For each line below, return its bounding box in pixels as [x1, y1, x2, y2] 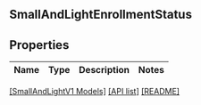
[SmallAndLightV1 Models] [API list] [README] [9, 86, 180, 97]
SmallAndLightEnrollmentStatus [9, 7, 192, 22]
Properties [9, 37, 70, 52]
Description [79, 64, 130, 77]
